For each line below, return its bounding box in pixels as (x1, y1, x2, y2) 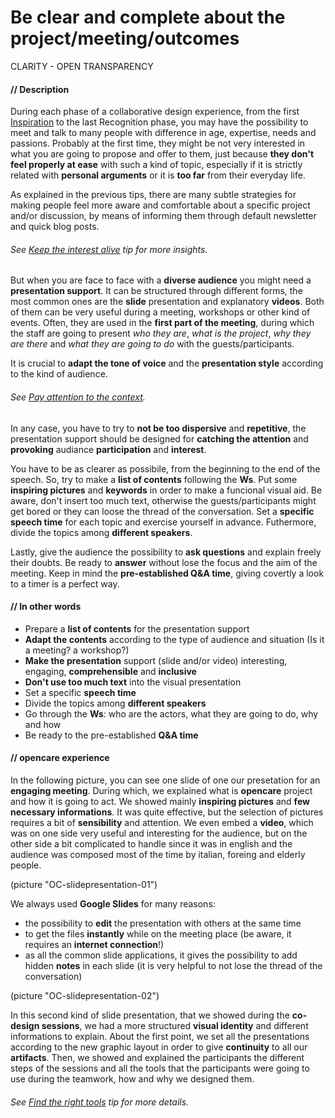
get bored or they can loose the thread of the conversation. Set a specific (10, 505, 315, 517)
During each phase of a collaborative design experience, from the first (10, 106, 300, 118)
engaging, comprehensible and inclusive (24, 665, 197, 677)
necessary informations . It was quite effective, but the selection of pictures (10, 806, 324, 818)
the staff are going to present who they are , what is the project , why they (10, 327, 312, 340)
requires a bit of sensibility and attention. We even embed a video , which (10, 816, 314, 828)
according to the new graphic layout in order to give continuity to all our (10, 1041, 308, 1053)
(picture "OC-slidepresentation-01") (10, 878, 158, 890)
